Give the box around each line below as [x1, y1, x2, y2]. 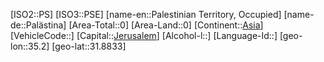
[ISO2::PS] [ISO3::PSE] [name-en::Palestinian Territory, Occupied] [10, 9, 282, 20]
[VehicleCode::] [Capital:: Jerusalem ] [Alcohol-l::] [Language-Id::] [10, 30, 278, 41]
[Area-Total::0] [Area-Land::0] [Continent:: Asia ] [68, 19, 264, 31]
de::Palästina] [10, 19, 67, 31]
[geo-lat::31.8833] [51, 40, 127, 52]
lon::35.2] [10, 40, 50, 52]
